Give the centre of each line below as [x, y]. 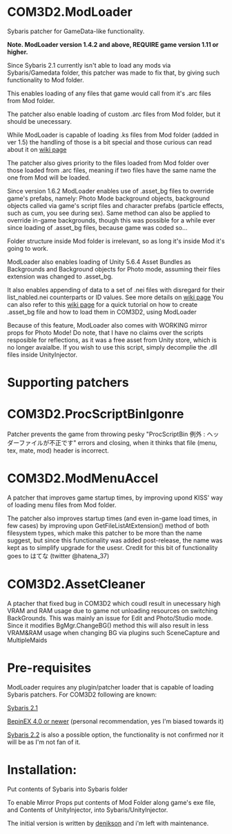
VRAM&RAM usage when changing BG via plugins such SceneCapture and [113, 632]
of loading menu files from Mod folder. [62, 505]
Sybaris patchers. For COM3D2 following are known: [82, 694]
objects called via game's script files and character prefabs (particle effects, [116, 205]
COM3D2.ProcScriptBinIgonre [96, 414]
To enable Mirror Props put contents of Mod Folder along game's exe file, [112, 802]
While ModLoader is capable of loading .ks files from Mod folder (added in [113, 135]
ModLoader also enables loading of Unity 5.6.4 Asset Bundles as [99, 262]
